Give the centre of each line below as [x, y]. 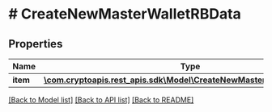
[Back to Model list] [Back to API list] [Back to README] [101, 100]
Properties [36, 44]
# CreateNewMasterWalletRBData [125, 14]
